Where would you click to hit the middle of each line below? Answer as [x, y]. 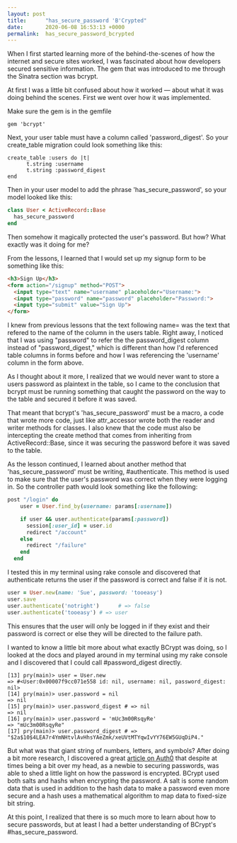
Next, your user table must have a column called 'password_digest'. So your [118, 137]
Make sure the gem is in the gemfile [59, 111]
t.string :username [54, 164]
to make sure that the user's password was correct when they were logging [117, 480]
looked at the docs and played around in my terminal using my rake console [117, 655]
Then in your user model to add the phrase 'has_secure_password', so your [117, 190]
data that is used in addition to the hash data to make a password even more [118, 788]
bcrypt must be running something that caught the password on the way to [117, 392]
